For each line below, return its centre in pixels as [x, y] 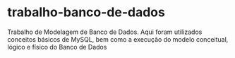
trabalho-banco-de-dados [86, 12]
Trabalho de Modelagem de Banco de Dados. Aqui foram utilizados [105, 32]
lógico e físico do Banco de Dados [57, 47]
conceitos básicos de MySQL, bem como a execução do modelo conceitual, [118, 39]
